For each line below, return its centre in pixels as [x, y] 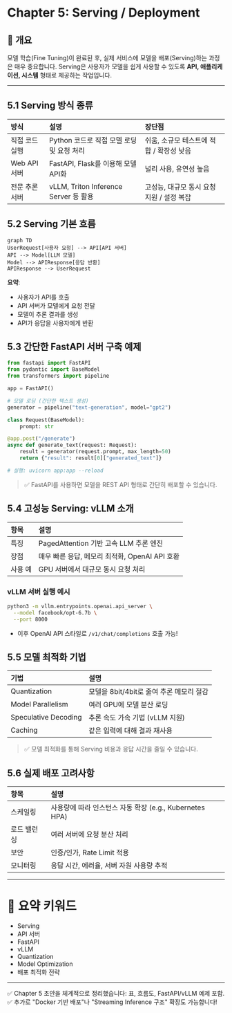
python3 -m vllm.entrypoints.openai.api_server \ [80, 606]
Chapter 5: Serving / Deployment [104, 13]
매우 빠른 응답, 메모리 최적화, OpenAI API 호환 [109, 556]
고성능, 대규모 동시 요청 [180, 187]
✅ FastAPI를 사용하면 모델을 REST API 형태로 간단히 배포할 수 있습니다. [120, 484]
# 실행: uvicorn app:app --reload [55, 471]
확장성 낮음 [174, 150]
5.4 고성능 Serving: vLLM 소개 [71, 509]
